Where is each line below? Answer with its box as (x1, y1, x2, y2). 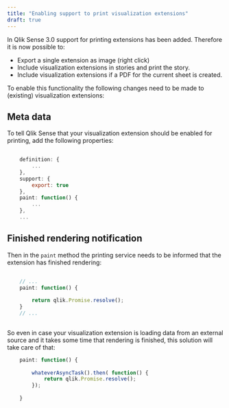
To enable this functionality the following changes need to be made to (7, 84, 204, 92)
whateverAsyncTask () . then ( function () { (32, 369, 149, 376)
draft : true (7, 16, 41, 23)
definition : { (19, 156, 60, 163)
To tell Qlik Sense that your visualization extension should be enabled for (7, 129, 213, 137)
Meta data (7, 111, 51, 122)
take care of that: (7, 343, 56, 351)
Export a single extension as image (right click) (16, 56, 150, 64)
